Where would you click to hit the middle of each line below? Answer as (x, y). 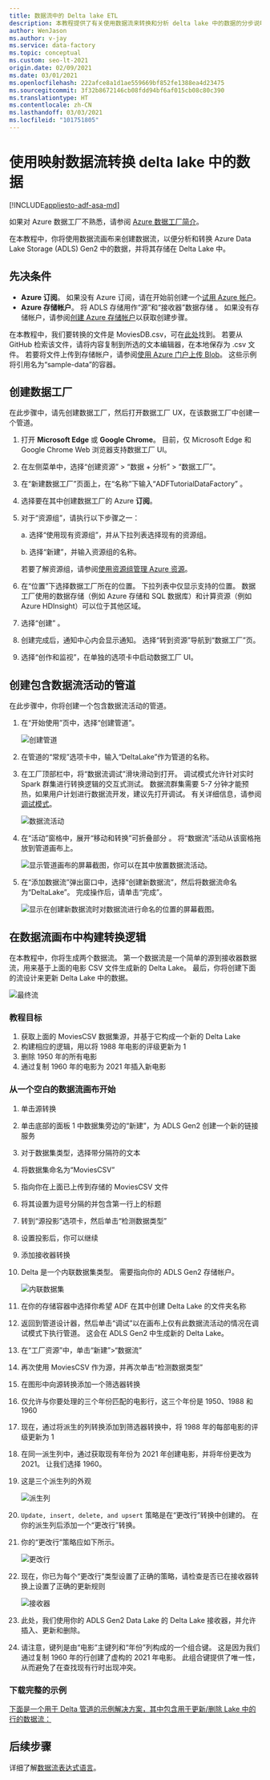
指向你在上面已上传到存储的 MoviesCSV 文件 (95, 1187)
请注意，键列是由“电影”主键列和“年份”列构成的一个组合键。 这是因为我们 (140, 1647)
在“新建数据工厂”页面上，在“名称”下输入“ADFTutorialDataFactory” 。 (134, 484)
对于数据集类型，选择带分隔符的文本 (81, 1152)
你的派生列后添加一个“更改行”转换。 (80, 1525)
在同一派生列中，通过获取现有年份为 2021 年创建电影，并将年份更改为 (136, 1454)
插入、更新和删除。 (52, 1630)
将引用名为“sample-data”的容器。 (65, 364)
